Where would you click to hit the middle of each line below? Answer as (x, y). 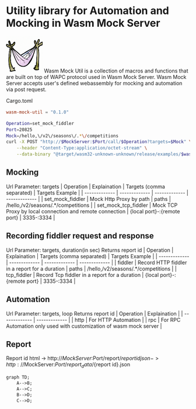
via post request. (26, 89)
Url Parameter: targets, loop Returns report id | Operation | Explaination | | (94, 313)
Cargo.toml (20, 100)
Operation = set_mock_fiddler (40, 123)
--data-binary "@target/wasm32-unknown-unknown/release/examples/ (99, 154)
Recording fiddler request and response (80, 236)
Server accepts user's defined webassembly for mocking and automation (94, 83)
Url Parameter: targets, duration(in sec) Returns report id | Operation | (90, 250)
